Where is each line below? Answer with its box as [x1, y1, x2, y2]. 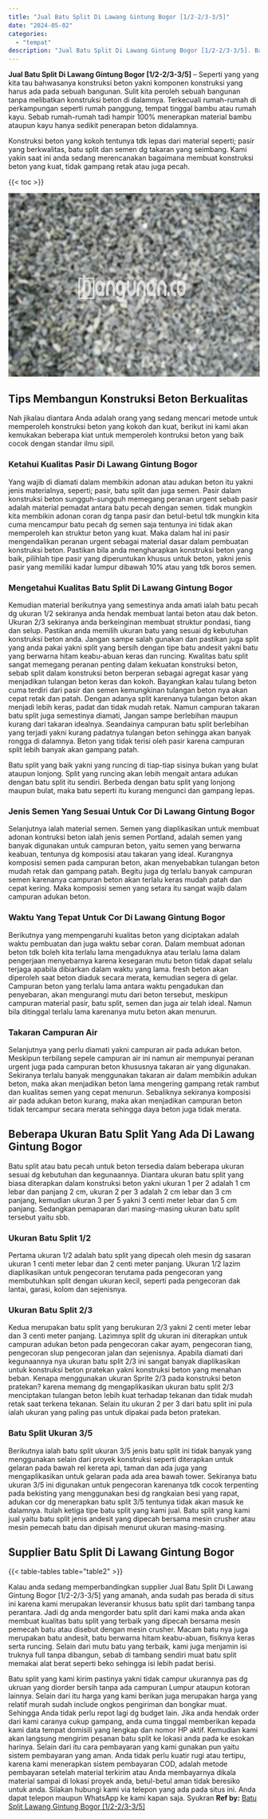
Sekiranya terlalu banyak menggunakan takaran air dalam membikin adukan [8, 1070, 258, 1080]
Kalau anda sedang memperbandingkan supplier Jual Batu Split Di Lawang [8, 1582, 254, 1592]
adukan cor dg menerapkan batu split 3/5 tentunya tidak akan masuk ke [8, 1496, 245, 1506]
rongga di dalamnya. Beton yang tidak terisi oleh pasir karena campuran [8, 736, 245, 746]
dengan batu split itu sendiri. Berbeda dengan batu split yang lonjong [8, 777, 235, 787]
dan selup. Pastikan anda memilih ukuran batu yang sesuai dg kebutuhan [8, 626, 249, 635]
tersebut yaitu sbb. [8, 1212, 70, 1222]
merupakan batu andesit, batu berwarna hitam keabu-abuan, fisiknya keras [8, 1633, 255, 1643]
